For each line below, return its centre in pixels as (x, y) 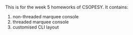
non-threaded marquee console (46, 17)
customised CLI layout (36, 27)
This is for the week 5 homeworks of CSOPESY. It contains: (67, 7)
